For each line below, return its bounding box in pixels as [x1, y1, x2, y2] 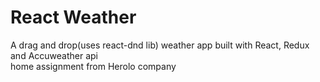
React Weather [10, 6, 137, 29]
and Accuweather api [10, 49, 98, 61]
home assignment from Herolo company [10, 60, 177, 72]
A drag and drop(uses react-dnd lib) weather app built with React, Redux [10, 39, 310, 51]
